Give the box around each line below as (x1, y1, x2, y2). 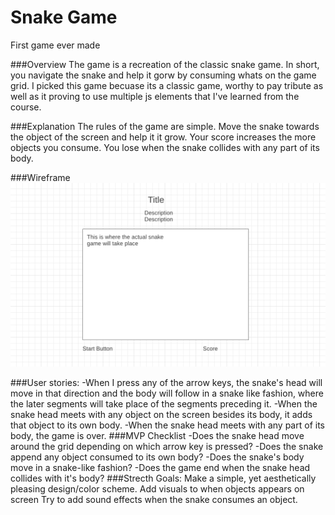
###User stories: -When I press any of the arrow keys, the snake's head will (10, 377, 323, 389)
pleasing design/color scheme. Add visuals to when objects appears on (10, 483, 305, 495)
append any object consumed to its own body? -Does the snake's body (10, 451, 305, 463)
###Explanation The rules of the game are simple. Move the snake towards (10, 120, 320, 132)
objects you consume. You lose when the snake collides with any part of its (10, 141, 320, 153)
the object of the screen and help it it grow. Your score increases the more (10, 131, 317, 143)
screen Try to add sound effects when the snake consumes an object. (10, 494, 298, 506)
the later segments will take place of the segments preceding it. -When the (10, 398, 318, 410)
